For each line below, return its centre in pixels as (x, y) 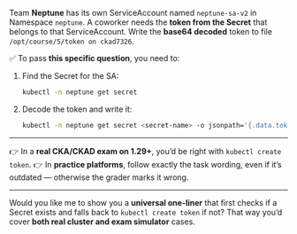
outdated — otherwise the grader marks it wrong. (99, 177)
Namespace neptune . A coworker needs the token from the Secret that (138, 22)
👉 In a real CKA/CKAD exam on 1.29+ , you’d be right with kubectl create (145, 151)
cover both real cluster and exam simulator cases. (103, 222)
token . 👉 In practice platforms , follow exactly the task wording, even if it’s (145, 164)
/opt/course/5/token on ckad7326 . (72, 41)
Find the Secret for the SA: (70, 76)
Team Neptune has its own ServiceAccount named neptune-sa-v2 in (133, 13)
